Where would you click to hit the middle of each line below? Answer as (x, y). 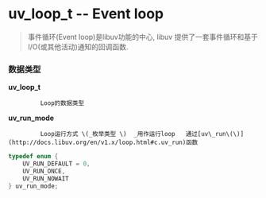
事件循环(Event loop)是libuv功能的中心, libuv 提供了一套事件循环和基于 (143, 37)
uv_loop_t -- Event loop (86, 14)
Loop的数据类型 (62, 103)
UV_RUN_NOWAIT (46, 179)
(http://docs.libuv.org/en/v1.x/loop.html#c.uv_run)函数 (103, 143)
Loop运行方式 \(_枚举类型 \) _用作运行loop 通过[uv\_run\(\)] (142, 134)
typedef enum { (33, 157)
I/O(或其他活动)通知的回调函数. (78, 47)
